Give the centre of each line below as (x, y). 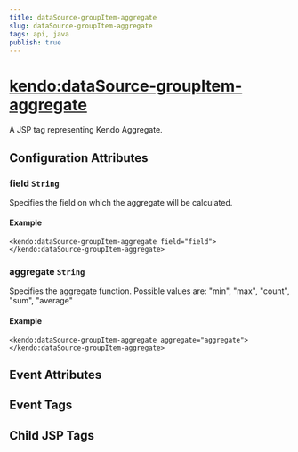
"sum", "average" (41, 301)
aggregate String (47, 272)
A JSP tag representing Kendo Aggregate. (86, 130)
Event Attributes (56, 375)
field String (34, 183)
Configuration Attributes (79, 158)
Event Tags (41, 405)
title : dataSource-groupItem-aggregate (83, 17)
